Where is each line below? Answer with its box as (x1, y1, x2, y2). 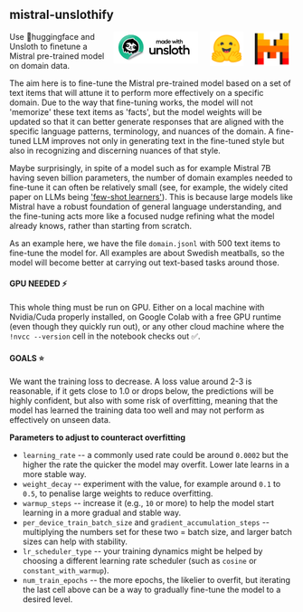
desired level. (22, 594, 73, 605)
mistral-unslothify (9, 7, 115, 23)
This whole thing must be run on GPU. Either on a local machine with (9, 302, 265, 313)
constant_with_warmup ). (22, 565, 110, 576)
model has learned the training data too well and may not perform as (9, 405, 265, 416)
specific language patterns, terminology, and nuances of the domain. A (9, 126, 274, 137)
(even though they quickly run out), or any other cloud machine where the (9, 321, 285, 332)
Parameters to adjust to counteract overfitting (9, 432, 186, 443)
